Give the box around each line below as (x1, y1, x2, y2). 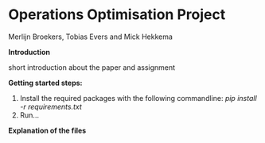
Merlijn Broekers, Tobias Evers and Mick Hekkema (8, 32, 173, 41)
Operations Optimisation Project (8, 6, 226, 24)
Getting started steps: (8, 78, 83, 87)
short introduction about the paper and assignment (8, 62, 176, 72)
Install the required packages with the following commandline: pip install (19, 93, 257, 102)
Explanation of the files (8, 126, 87, 135)
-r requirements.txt (19, 102, 82, 111)
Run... (19, 110, 40, 120)
